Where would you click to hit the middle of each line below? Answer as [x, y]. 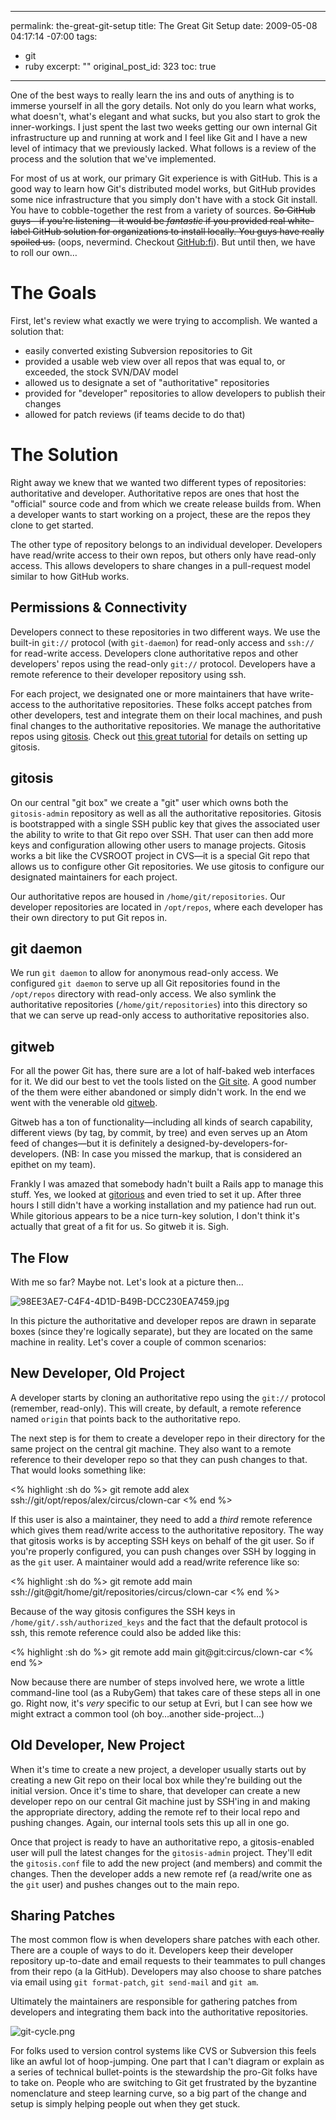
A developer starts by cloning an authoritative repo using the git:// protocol [168, 1397]
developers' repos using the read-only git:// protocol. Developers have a [163, 663]
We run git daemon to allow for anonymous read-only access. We [144, 973]
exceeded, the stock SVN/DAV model [101, 372]
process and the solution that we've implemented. [113, 159]
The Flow [40, 1257]
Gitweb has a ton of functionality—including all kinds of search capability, [161, 1122]
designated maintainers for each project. [94, 877]
